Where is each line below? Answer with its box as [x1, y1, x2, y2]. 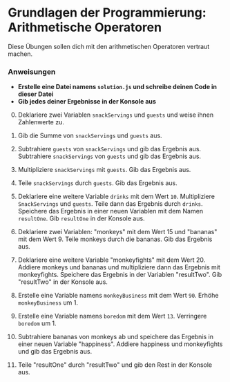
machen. [8, 50, 33, 58]
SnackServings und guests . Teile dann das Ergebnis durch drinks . [17, 200, 203, 208]
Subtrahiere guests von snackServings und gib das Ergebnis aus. [17, 145, 202, 153]
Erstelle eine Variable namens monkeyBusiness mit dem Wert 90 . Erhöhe [17, 292, 219, 300]
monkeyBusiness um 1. [17, 298, 79, 307]
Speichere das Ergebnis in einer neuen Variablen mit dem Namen [17, 207, 203, 216]
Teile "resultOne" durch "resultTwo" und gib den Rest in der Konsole [17, 361, 213, 369]
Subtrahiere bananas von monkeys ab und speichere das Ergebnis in [17, 333, 213, 341]
